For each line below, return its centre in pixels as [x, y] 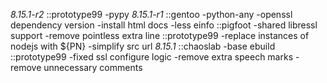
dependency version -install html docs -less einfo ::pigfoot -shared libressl [164, 25]
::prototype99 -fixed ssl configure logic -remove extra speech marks [152, 57]
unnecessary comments [93, 67]
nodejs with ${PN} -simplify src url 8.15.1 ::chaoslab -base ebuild [143, 46]
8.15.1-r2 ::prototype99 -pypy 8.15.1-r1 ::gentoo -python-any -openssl [151, 14]
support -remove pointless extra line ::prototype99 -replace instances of [160, 35]
